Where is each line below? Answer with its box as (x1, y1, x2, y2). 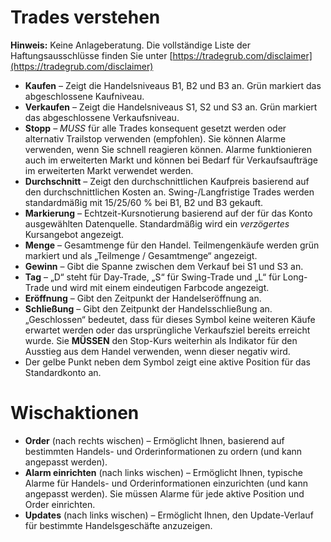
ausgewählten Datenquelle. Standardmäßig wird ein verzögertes (24, 217, 290, 230)
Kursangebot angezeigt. (24, 228, 124, 240)
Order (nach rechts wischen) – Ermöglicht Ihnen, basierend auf (24, 434, 285, 446)
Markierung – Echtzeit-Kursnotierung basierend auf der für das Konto (24, 207, 313, 219)
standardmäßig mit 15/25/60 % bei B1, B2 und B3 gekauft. (24, 196, 264, 208)
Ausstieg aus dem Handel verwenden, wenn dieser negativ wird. (24, 345, 291, 357)
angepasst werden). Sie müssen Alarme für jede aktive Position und (24, 487, 305, 500)
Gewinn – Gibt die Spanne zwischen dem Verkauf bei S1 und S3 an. (24, 260, 304, 272)
